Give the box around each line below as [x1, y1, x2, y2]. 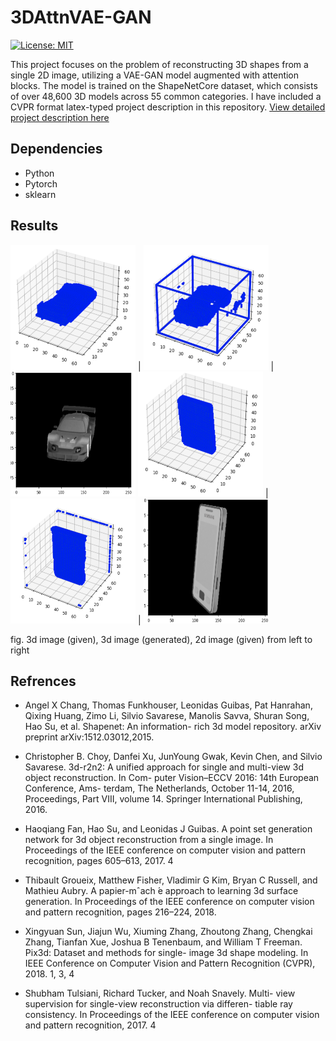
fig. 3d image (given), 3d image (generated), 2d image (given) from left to [10, 633, 313, 645]
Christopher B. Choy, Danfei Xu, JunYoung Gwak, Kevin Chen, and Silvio [24, 751, 323, 763]
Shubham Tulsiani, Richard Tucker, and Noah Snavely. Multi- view [24, 987, 296, 1000]
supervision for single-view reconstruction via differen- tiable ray [24, 998, 293, 1010]
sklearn [24, 188, 57, 200]
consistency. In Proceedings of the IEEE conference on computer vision [24, 1009, 320, 1021]
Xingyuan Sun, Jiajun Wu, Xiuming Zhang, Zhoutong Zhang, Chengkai [24, 926, 313, 938]
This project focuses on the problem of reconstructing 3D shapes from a [10, 58, 309, 70]
